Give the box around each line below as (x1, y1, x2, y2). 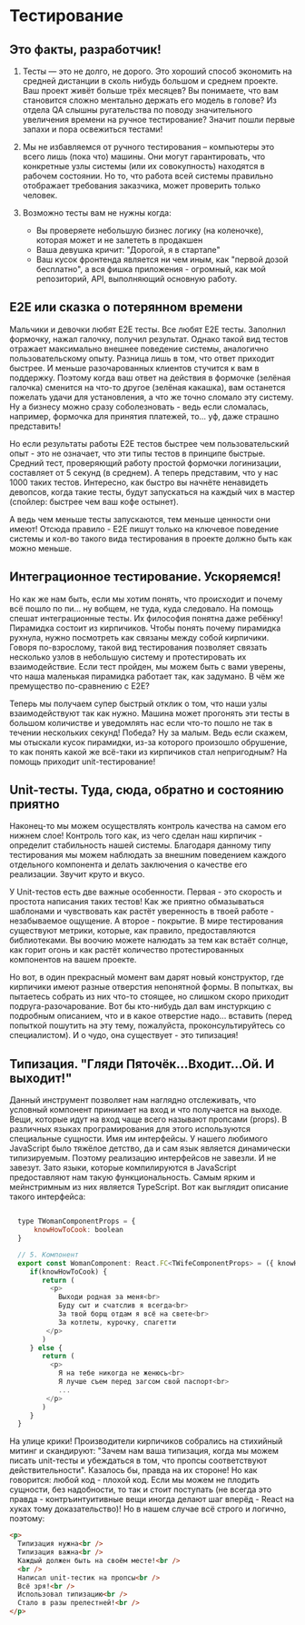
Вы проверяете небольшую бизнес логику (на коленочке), (35, 225, 264, 236)
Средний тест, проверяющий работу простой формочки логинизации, (9, 457, 281, 469)
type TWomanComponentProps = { (17, 1216, 136, 1226)
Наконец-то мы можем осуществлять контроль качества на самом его (9, 821, 287, 832)
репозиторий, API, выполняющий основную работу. (35, 274, 238, 284)
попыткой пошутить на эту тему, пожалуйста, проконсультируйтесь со (9, 1020, 286, 1031)
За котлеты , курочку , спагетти (57, 1317, 177, 1327)
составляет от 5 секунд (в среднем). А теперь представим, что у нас (9, 467, 279, 478)
